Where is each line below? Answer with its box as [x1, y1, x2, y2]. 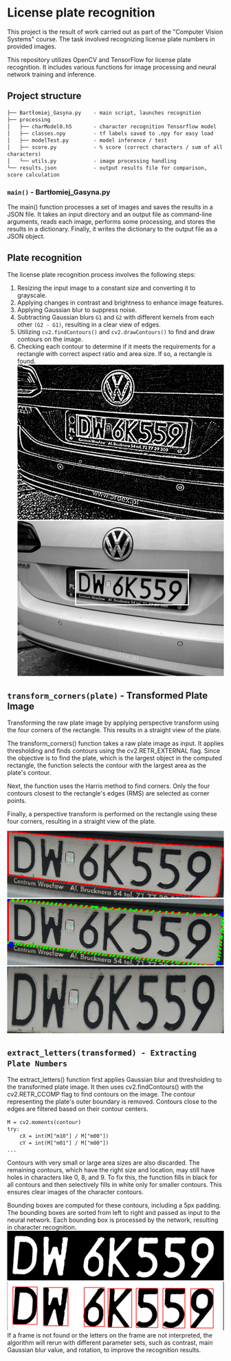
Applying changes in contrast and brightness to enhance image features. [16, 298, 224, 307]
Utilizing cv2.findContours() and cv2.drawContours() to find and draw [16, 327, 215, 335]
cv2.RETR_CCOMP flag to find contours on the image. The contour [7, 1090, 196, 1099]
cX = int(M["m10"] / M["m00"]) [19, 1133, 109, 1140]
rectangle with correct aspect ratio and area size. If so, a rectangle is [16, 349, 212, 357]
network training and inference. [7, 70, 96, 79]
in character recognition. [7, 1223, 77, 1232]
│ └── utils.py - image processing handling [7, 157, 177, 165]
